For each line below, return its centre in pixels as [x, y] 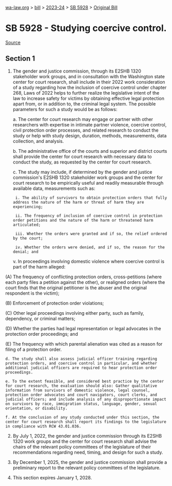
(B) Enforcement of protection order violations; [55, 303]
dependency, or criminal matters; [40, 318]
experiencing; [28, 207]
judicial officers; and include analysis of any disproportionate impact [86, 399]
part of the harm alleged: [39, 266]
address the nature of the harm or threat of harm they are [78, 202]
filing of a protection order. [34, 349]
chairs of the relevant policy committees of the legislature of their [82, 446]
